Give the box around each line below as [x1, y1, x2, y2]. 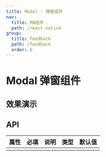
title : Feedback [11, 36, 51, 42]
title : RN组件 [11, 19, 44, 25]
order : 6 [11, 47, 33, 53]
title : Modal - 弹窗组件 [6, 8, 63, 15]
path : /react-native [11, 25, 61, 31]
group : [6, 31, 22, 36]
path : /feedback [11, 42, 51, 48]
